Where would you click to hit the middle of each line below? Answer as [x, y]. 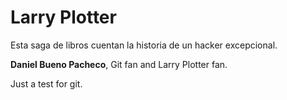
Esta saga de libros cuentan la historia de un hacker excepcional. [144, 45]
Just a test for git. [46, 83]
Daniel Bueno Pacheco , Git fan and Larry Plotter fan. [119, 64]
